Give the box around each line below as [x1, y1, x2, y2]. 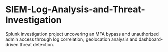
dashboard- [138, 36, 163, 42]
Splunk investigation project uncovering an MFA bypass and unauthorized [5, 31, 159, 37]
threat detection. [19, 41, 54, 47]
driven [5, 41, 19, 47]
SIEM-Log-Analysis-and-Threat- [5, 4, 145, 15]
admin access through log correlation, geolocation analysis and [5, 36, 138, 42]
